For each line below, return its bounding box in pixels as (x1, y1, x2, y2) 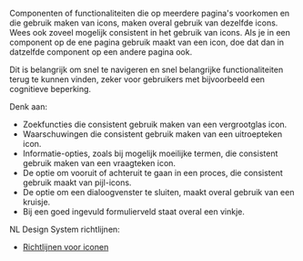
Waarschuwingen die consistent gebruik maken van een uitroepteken (22, 129, 283, 140)
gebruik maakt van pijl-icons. (22, 177, 132, 188)
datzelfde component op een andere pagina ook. (9, 47, 193, 57)
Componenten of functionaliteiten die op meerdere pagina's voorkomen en (9, 8, 290, 18)
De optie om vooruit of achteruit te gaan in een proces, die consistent (22, 168, 284, 178)
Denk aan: (9, 101, 48, 112)
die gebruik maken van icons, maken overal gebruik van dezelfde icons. (9, 17, 278, 28)
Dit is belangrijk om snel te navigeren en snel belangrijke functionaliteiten (9, 64, 284, 75)
